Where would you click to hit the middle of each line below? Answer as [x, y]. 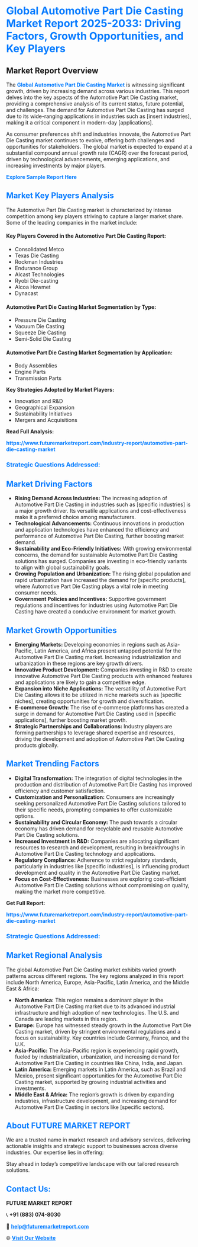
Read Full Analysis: [30, 431]
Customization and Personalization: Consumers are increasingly [94, 797]
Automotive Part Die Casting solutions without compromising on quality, [102, 885]
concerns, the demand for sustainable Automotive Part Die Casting [96, 555]
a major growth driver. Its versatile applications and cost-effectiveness [100, 511]
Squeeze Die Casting [40, 332]
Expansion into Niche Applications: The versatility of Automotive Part [100, 688]
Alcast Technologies [40, 274]
